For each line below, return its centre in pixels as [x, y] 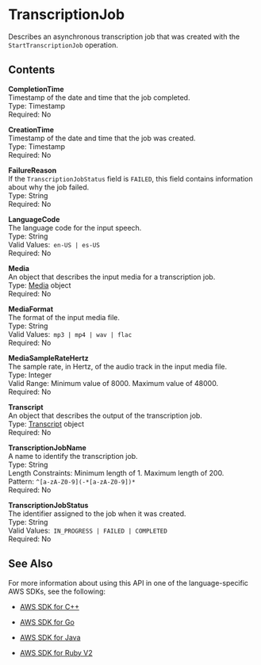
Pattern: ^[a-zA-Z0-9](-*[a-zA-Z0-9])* [72, 481]
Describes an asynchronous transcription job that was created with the [124, 36]
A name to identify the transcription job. [73, 456]
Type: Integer [30, 375]
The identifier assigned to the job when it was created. [97, 514]
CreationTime [31, 129]
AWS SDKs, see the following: [57, 591]
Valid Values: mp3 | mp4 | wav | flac [70, 334]
